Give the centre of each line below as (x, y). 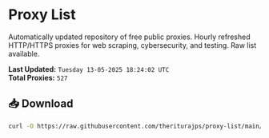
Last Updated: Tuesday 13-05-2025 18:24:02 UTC (89, 69)
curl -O (21, 126)
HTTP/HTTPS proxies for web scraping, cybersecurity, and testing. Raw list (132, 45)
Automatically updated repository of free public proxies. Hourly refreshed (129, 37)
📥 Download (41, 104)
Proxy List (42, 15)
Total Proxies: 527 (38, 77)
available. (24, 53)
